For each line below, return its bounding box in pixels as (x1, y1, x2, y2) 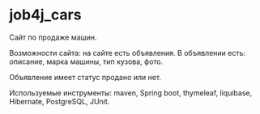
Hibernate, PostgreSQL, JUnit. (9, 96, 110, 106)
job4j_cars (9, 6, 82, 24)
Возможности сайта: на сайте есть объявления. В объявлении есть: (9, 48, 246, 57)
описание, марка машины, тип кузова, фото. (9, 57, 164, 66)
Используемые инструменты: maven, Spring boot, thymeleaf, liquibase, (9, 87, 253, 98)
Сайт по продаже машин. (9, 32, 97, 42)
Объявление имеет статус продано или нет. (9, 72, 161, 82)
